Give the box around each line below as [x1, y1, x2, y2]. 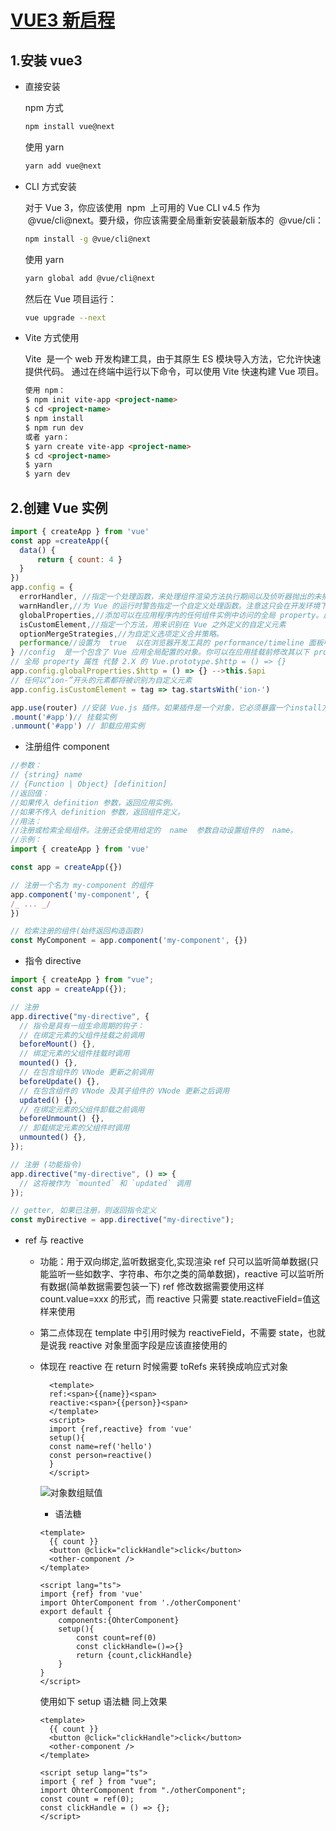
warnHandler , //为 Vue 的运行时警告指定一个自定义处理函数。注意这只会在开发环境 [19, 601, 321, 611]
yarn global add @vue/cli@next [24, 273, 156, 283]
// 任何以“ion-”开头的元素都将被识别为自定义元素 [10, 675, 193, 685]
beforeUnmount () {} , [19, 1114, 105, 1124]
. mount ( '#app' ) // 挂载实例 [10, 712, 117, 722]
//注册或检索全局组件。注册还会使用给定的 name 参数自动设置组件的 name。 [10, 826, 298, 836]
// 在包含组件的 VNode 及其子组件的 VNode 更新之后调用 [19, 1086, 230, 1096]
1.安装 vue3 [10, 52, 83, 69]
